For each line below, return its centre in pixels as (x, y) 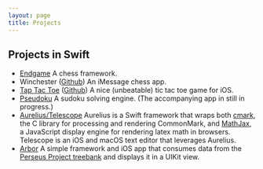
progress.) (36, 107)
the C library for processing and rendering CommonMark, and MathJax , (135, 123)
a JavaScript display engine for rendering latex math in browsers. (125, 132)
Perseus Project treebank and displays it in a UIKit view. (110, 157)
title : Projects (35, 23)
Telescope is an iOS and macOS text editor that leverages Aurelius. (128, 140)
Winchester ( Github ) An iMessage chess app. (93, 82)
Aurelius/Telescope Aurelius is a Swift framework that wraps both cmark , (137, 116)
